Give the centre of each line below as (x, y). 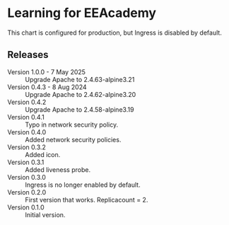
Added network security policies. (73, 139)
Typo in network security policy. (72, 125)
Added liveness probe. (58, 169)
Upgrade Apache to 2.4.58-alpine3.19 (80, 109)
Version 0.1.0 (26, 207)
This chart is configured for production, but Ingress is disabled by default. (115, 33)
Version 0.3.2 (27, 147)
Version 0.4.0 (27, 132)
